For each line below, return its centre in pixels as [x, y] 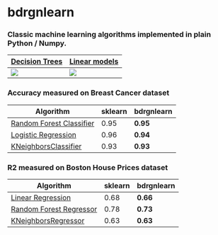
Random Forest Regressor [54, 210]
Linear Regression [41, 197]
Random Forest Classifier [53, 123]
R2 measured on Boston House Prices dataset [88, 167]
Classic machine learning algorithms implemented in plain [109, 35]
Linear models [94, 62]
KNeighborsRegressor [48, 221]
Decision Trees [37, 62]
